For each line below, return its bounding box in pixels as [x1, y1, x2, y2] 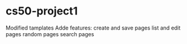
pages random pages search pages [5, 30, 94, 37]
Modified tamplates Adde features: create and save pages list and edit [5, 24, 181, 31]
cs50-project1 [5, 4, 78, 18]
